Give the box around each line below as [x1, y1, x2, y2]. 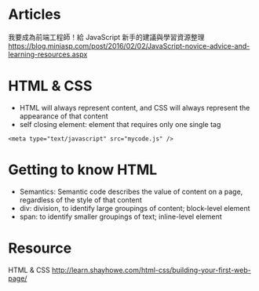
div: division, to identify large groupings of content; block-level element [19, 203, 250, 213]
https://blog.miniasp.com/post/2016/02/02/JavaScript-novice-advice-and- [8, 41, 250, 50]
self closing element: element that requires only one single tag [19, 119, 221, 129]
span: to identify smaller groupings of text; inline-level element [19, 212, 222, 221]
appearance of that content [19, 111, 108, 121]
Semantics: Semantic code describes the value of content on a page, [19, 187, 243, 196]
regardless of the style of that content [19, 195, 143, 205]
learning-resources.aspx [8, 49, 88, 59]
